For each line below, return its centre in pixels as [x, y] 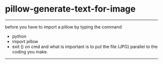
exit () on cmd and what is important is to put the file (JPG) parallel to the [85, 47]
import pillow [25, 41]
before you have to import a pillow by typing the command [64, 27]
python [19, 36]
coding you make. [30, 51]
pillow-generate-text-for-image [70, 9]
